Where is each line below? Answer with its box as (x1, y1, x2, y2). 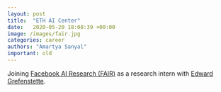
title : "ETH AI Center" (7, 17, 81, 24)
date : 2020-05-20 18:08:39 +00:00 (7, 23, 115, 30)
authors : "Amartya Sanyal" (7, 43, 87, 50)
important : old (7, 50, 52, 57)
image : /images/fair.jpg (7, 30, 81, 38)
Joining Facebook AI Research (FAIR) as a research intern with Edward (7, 69, 214, 78)
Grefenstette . (7, 76, 46, 85)
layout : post (7, 10, 46, 18)
